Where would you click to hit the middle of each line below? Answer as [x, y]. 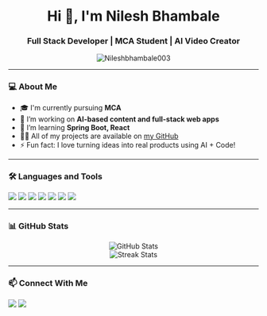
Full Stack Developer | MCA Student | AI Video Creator [133, 41]
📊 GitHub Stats [39, 226]
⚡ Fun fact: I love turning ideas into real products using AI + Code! [128, 145]
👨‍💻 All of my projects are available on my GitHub [99, 136]
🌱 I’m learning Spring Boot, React [75, 127]
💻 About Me [33, 87]
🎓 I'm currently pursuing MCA [70, 107]
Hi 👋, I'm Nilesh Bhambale [133, 16]
